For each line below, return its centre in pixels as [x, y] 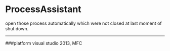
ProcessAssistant [44, 9]
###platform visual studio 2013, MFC [44, 43]
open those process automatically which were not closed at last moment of [83, 23]
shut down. [17, 28]
